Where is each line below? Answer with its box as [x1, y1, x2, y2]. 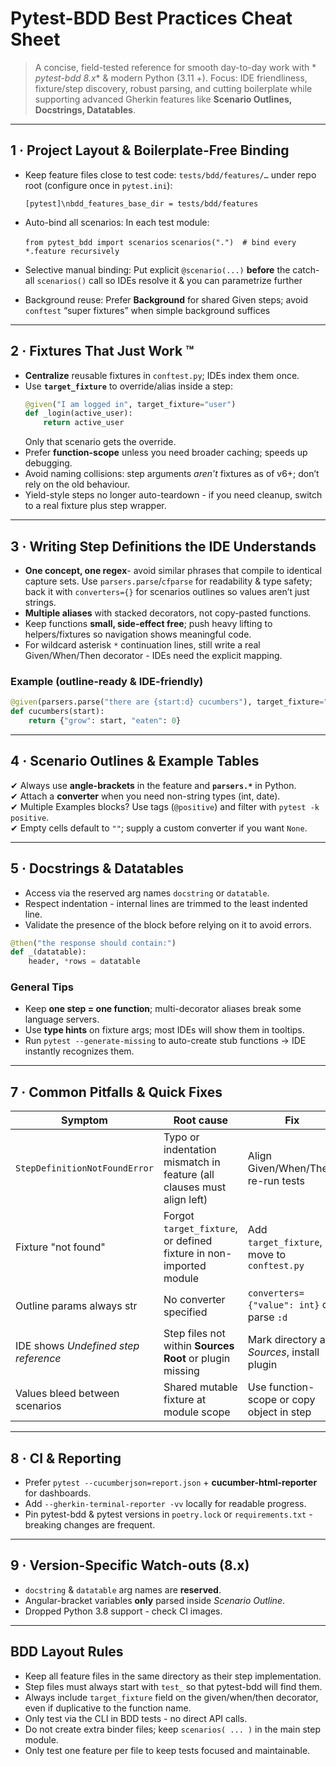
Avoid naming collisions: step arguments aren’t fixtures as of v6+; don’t [24, 468, 320, 480]
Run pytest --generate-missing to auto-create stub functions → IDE [24, 1035, 307, 1047]
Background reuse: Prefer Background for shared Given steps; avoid [24, 293, 309, 306]
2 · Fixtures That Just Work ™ [10, 343, 195, 360]
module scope [163, 1405, 231, 1419]
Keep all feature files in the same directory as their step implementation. [24, 1670, 322, 1682]
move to [247, 1248, 287, 1262]
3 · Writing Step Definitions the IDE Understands [10, 538, 317, 555]
